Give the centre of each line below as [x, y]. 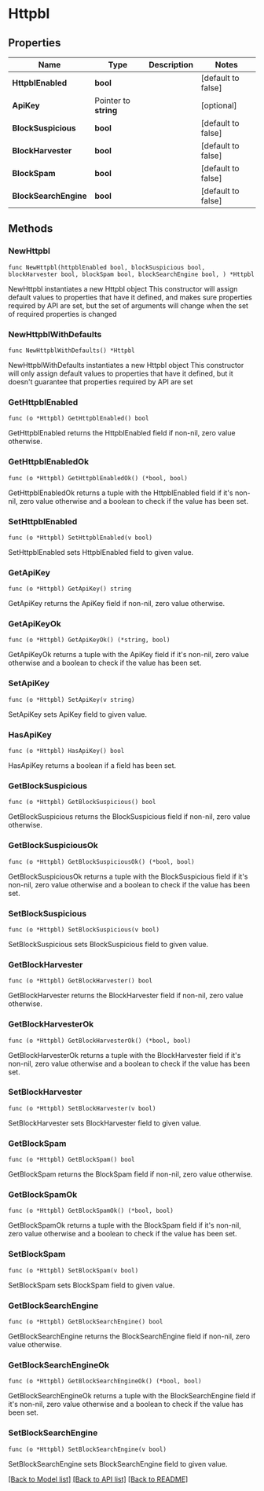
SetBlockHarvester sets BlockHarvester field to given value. [105, 1123]
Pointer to [113, 101]
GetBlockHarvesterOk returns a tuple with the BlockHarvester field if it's [125, 1055]
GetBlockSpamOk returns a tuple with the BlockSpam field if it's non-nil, [125, 1225]
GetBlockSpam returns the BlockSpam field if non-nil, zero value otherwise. [130, 1174]
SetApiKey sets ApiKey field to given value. [78, 714]
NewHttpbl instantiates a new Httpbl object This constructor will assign [123, 288]
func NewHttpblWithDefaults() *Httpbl [71, 351]
